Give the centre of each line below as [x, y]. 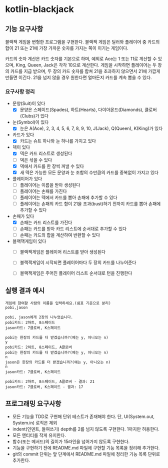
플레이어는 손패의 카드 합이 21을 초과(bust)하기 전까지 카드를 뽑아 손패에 [90, 203]
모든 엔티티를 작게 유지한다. [39, 435]
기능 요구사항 [24, 29]
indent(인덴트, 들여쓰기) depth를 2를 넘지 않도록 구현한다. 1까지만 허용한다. [86, 429]
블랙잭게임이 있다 [29, 241]
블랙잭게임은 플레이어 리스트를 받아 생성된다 [63, 252]
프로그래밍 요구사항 [33, 403]
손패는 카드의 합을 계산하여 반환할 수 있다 [60, 235]
